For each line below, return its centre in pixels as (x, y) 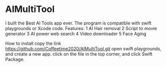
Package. (15, 59)
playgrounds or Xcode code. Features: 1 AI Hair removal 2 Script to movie (81, 28)
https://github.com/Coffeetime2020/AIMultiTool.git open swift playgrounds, (84, 48)
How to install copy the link (33, 43)
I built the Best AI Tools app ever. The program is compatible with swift (78, 23)
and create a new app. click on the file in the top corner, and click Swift (79, 54)
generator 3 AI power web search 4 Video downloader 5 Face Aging (76, 33)
